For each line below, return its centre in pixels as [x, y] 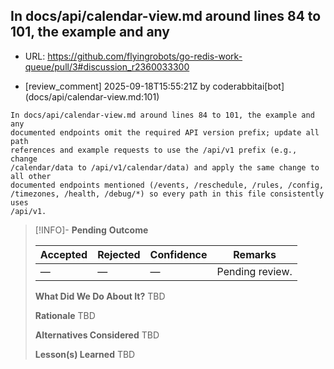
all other [31, 176]
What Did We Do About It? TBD [100, 296]
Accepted [63, 254]
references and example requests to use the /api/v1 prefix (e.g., [154, 150]
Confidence [178, 254]
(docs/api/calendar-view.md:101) [92, 96]
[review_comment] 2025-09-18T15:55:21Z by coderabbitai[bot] [154, 86]
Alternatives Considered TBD [97, 335]
